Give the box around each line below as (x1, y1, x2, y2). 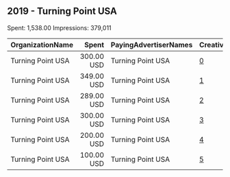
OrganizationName (10, 40, 74, 49)
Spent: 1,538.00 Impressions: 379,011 (7, 23, 112, 32)
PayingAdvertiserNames (110, 40, 193, 49)
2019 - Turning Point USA (7, 5, 118, 17)
